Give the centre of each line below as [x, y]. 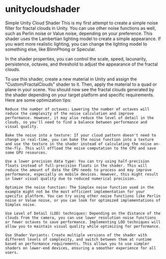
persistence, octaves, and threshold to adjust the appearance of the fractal [82, 64]
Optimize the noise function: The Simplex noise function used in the [80, 187]
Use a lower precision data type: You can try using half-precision [77, 161]
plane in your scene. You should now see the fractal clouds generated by [80, 89]
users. [12, 252]
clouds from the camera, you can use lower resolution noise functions [81, 218]
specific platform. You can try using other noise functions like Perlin [83, 196]
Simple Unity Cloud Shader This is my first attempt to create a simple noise [82, 23]
